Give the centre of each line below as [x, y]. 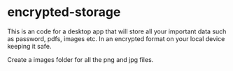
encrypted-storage [64, 12]
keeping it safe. [29, 46]
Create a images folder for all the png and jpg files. [80, 59]
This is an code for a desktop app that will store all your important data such [117, 31]
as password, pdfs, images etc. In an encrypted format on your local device [116, 38]
